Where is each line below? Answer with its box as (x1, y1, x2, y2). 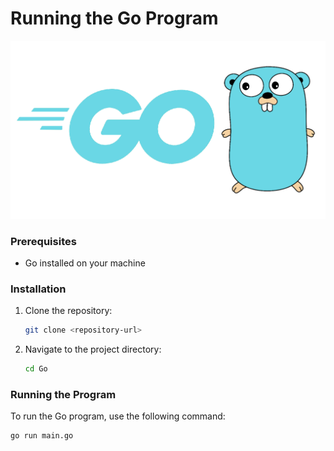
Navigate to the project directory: (24, 343, 162, 356)
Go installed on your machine (24, 257, 146, 269)
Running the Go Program (10, 7, 219, 30)
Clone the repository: (24, 305, 113, 317)
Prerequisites (10, 234, 77, 248)
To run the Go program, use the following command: (10, 410, 226, 422)
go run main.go (10, 431, 74, 441)
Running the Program (10, 387, 117, 401)
